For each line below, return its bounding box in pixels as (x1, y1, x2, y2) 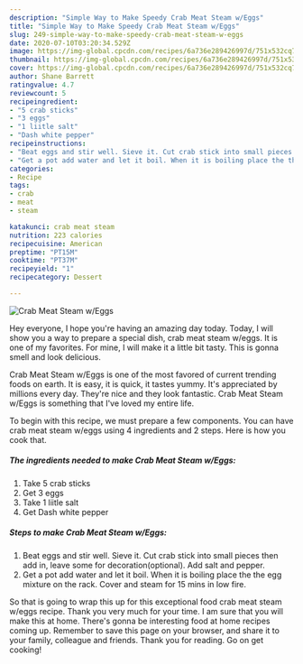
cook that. (9, 434, 47, 445)
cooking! (9, 644, 42, 655)
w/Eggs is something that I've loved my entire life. (9, 398, 195, 409)
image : (9, 47, 34, 56)
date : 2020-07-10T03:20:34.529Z (9, 38, 131, 48)
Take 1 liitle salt (22, 497, 79, 508)
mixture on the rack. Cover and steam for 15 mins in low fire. (22, 578, 246, 589)
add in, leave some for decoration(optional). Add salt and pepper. (22, 559, 265, 570)
